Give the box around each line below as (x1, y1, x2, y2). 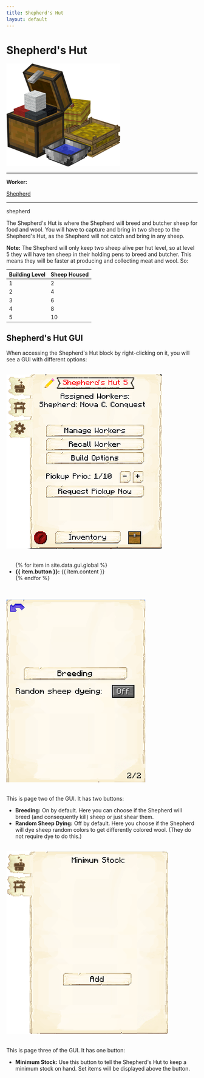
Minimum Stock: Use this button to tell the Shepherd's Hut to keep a (15, 1058, 187, 1066)
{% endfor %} (15, 574, 50, 581)
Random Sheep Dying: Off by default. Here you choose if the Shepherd (15, 820, 195, 827)
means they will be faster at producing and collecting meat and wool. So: (6, 257, 189, 264)
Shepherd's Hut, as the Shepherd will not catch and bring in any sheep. (6, 232, 185, 240)
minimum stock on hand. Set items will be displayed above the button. (15, 1065, 190, 1072)
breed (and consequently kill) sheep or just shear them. (15, 813, 154, 820)
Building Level (8, 271, 46, 278)
